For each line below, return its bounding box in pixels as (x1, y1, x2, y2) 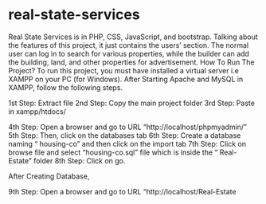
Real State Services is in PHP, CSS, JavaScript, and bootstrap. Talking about (8, 32, 259, 41)
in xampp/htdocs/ (8, 106, 66, 116)
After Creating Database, (8, 171, 90, 181)
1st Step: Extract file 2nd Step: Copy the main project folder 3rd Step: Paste (8, 98, 255, 108)
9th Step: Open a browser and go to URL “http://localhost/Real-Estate (8, 186, 237, 196)
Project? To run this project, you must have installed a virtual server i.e (8, 65, 239, 75)
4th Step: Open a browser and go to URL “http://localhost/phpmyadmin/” (8, 122, 248, 131)
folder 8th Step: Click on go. (33, 155, 126, 165)
